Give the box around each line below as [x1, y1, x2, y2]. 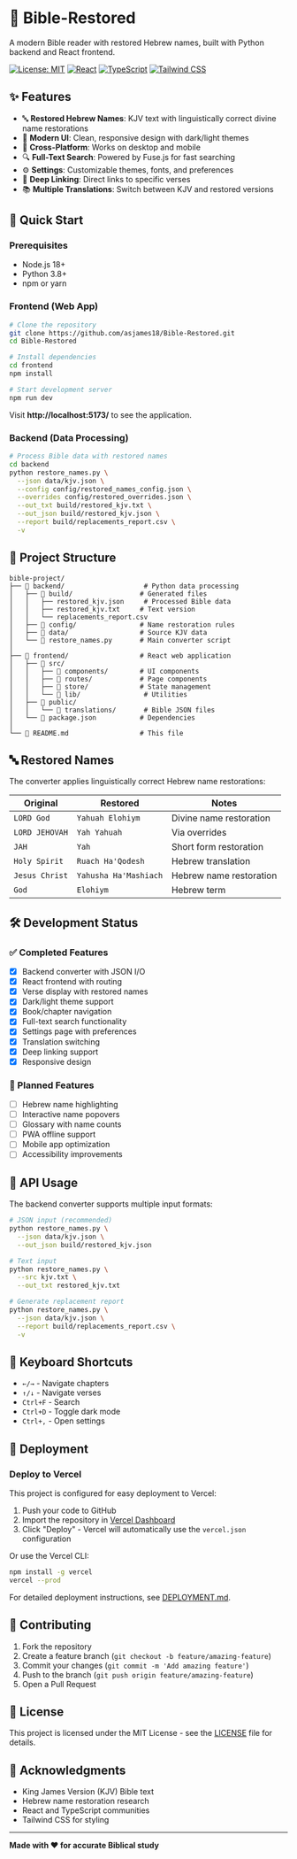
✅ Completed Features [9, 946, 109, 959]
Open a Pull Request [21, 1678, 97, 1689]
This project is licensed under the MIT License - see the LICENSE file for [9, 1728, 272, 1739]
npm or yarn [21, 278, 67, 289]
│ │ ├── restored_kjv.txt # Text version [9, 605, 196, 613]
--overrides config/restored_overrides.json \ [17, 493, 192, 502]
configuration [21, 1533, 72, 1544]
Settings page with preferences [21, 1026, 137, 1037]
